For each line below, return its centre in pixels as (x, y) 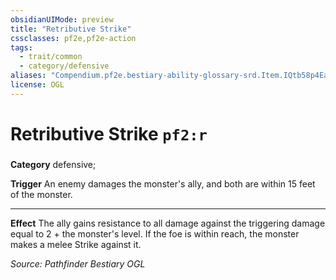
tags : (21, 47)
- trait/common (51, 57)
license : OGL (37, 85)
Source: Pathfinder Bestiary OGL (78, 263)
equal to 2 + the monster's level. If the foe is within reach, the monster (155, 233)
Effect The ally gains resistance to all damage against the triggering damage (168, 223)
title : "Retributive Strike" (71, 29)
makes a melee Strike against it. (76, 244)
